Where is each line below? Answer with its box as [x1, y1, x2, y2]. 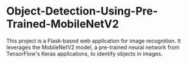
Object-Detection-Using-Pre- [6, 4, 158, 18]
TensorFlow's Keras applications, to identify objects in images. [6, 50, 163, 57]
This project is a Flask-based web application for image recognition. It [6, 37, 181, 44]
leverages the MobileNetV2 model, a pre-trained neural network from [6, 44, 180, 51]
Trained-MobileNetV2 [6, 17, 120, 31]
